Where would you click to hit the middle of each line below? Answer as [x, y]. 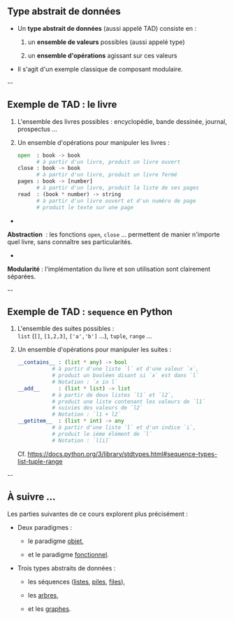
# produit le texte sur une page [85, 207]
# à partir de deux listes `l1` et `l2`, [113, 395]
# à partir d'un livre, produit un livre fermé [107, 175]
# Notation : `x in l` [85, 382]
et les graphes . [49, 609]
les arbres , [43, 595]
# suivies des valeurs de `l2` [97, 408]
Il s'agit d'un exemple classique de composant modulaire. [100, 69]
